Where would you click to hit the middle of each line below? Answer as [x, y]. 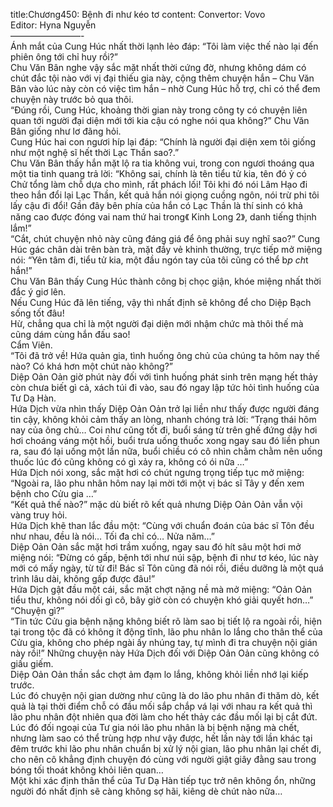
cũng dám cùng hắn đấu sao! [70, 334]
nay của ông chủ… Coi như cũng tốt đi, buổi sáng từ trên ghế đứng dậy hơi [164, 430]
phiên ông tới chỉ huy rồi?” [64, 57]
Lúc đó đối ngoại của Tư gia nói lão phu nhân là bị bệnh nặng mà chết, [155, 727]
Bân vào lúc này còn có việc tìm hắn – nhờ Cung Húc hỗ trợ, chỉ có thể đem [165, 88]
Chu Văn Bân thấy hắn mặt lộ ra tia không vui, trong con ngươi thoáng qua [162, 163]
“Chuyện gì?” [37, 610]
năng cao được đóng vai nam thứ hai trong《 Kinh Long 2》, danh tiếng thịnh [163, 217]
